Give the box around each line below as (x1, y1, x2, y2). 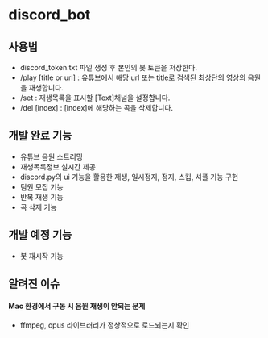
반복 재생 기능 (19, 192, 64, 202)
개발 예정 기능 (8, 228, 72, 242)
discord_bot (8, 6, 91, 24)
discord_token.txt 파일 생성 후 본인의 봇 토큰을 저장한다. (19, 63, 197, 72)
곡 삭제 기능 (19, 202, 58, 211)
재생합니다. (28, 83, 64, 92)
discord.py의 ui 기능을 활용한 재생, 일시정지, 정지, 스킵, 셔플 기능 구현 (19, 172, 239, 182)
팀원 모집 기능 (19, 182, 64, 191)
